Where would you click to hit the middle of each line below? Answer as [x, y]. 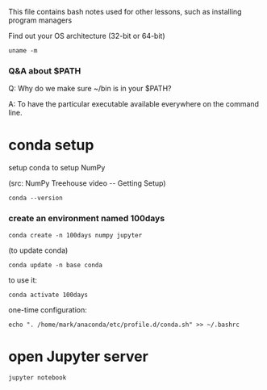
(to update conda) [38, 250]
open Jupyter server [79, 356]
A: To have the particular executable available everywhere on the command [134, 104]
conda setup [51, 145]
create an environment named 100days [87, 219]
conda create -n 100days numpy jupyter [75, 235]
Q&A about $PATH [45, 70]
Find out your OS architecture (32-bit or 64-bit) [87, 36]
